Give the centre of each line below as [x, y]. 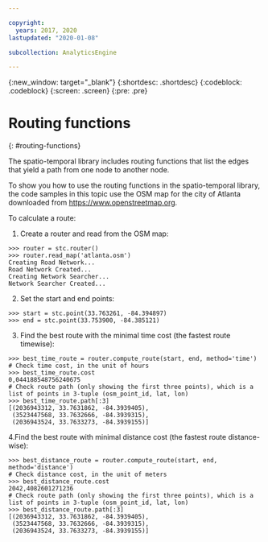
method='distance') [41, 468]
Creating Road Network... [52, 263]
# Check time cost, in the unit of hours [79, 366]
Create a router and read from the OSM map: [94, 234]
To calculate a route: [42, 218]
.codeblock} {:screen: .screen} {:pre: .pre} [78, 91]
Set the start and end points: [67, 299]
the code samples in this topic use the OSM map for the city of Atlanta [125, 194]
